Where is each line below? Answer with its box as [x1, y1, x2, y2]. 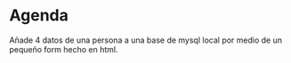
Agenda [9, 5, 69, 26]
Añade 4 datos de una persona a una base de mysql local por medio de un [9, 35, 283, 45]
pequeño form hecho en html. [9, 43, 118, 54]
